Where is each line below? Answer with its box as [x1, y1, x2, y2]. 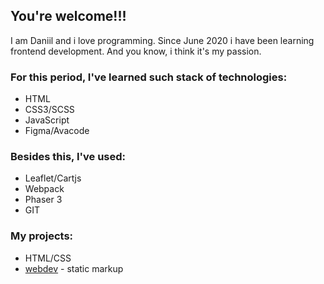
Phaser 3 [24, 194, 63, 206]
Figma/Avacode [24, 125, 90, 137]
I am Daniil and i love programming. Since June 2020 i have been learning [10, 34, 315, 46]
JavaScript [24, 114, 70, 126]
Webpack [24, 183, 65, 195]
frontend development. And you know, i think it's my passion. [10, 45, 262, 57]
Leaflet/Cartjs [24, 172, 82, 184]
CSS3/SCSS [24, 104, 75, 116]
